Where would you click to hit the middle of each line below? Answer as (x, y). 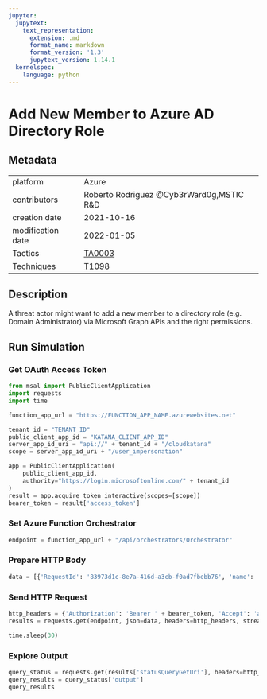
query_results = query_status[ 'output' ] (76, 680)
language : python (51, 75)
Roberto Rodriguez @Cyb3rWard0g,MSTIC (164, 194)
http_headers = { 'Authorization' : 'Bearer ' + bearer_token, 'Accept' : (129, 614)
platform (28, 181)
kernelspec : (35, 68)
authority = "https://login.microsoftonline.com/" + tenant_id (126, 481)
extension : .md (54, 38)
